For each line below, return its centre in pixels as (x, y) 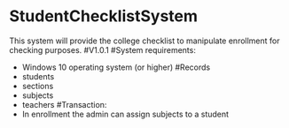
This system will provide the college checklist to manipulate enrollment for (145, 41)
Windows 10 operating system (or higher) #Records (116, 67)
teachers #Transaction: (64, 104)
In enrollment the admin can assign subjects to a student (125, 114)
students (38, 76)
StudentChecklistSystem (103, 16)
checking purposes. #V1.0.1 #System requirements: (103, 49)
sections (38, 86)
